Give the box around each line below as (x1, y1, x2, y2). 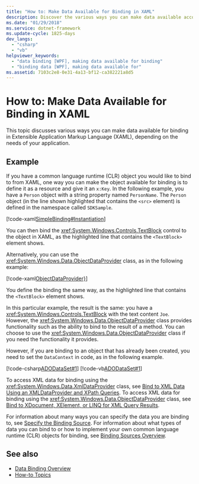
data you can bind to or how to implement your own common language (6, 426, 179, 432)
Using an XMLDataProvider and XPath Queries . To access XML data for (6, 389, 181, 396)
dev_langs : (6, 36, 33, 42)
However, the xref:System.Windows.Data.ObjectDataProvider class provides (6, 317, 192, 323)
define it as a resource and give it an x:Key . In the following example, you (6, 185, 184, 192)
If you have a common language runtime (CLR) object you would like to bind (6, 172, 191, 180)
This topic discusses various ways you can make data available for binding (6, 127, 188, 134)
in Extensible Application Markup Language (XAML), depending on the (6, 133, 178, 140)
